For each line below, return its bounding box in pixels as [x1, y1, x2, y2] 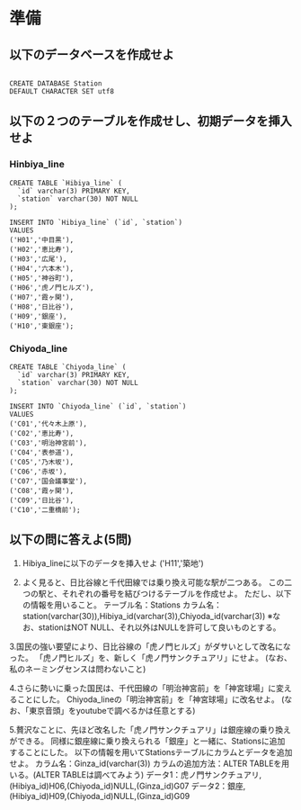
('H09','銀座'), [9, 311, 67, 320]
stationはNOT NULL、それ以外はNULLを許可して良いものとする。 [38, 622, 281, 633]
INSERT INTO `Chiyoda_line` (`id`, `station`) [9, 401, 187, 410]
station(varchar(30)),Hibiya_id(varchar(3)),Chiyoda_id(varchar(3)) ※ [22, 610, 273, 621]
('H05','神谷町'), [9, 274, 75, 283]
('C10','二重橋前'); [9, 505, 81, 514]
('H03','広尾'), [9, 254, 67, 264]
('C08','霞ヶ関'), [9, 486, 75, 495]
